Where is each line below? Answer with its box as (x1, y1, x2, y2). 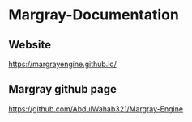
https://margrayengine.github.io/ (8, 59, 117, 69)
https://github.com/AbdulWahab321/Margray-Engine (8, 103, 184, 114)
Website (8, 38, 51, 52)
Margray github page (8, 82, 117, 96)
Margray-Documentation (8, 6, 180, 24)
